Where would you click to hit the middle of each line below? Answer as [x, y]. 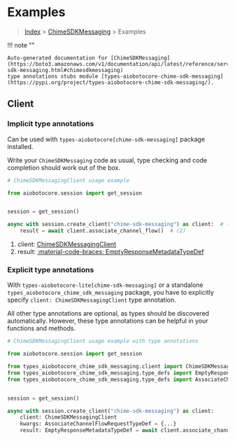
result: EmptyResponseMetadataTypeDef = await [89, 430]
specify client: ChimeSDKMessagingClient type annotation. [92, 300]
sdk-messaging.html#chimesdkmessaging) [65, 70]
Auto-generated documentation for [58, 58]
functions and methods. [42, 328]
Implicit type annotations [51, 124]
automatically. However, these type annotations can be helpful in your [108, 321]
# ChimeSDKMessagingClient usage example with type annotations [103, 341]
